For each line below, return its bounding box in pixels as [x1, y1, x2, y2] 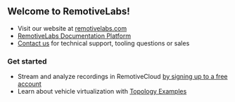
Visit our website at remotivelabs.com [17, 24, 127, 32]
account [17, 80, 42, 88]
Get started [7, 56, 47, 66]
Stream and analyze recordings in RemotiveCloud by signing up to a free [17, 73, 228, 81]
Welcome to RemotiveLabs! [7, 6, 130, 17]
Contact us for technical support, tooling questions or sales [17, 38, 190, 48]
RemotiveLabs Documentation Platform [17, 31, 132, 40]
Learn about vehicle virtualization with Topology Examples [17, 87, 187, 96]
